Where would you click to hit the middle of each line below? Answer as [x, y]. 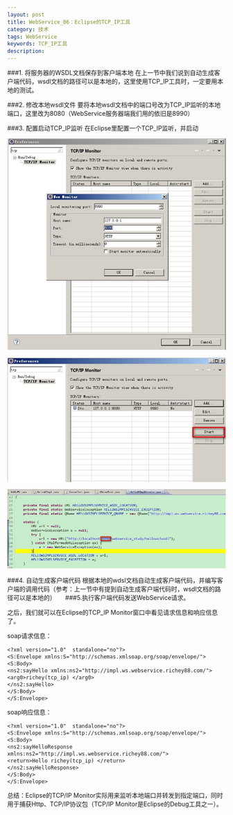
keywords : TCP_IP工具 [37, 44]
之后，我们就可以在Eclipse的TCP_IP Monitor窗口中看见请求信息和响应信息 [113, 612]
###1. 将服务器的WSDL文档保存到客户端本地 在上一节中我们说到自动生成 [111, 72]
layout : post [26, 15]
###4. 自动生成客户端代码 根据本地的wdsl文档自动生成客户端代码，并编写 [112, 580]
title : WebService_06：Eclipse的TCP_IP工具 [69, 22]
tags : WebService [32, 37]
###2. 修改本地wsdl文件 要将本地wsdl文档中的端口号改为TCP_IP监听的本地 [114, 105]
